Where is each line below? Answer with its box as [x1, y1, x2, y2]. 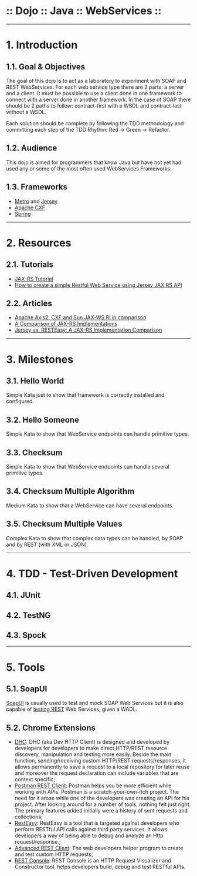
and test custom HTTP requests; [14, 851, 93, 858]
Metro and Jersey [14, 198, 57, 205]
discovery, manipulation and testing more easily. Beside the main [14, 751, 172, 758]
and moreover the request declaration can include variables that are [14, 770, 179, 777]
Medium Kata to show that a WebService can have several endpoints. [6, 501, 174, 509]
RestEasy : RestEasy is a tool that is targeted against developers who [14, 820, 180, 827]
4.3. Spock [6, 630, 46, 640]
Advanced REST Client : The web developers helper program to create [14, 845, 184, 852]
